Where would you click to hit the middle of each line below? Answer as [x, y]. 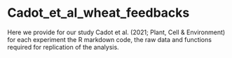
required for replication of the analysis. [63, 47]
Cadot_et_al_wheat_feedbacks [98, 13]
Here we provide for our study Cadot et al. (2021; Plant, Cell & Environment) [116, 32]
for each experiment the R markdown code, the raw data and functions [110, 39]
